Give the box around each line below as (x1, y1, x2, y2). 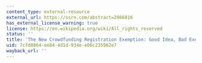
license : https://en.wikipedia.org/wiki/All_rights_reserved (6, 25, 163, 32)
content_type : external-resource (6, 8, 90, 15)
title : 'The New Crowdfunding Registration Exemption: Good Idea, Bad (6, 37, 187, 43)
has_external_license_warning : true (6, 20, 98, 26)
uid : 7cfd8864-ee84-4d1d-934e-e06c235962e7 (6, 43, 117, 49)
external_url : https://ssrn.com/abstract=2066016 (6, 14, 133, 20)
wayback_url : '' (6, 48, 47, 54)
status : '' (6, 31, 34, 37)
